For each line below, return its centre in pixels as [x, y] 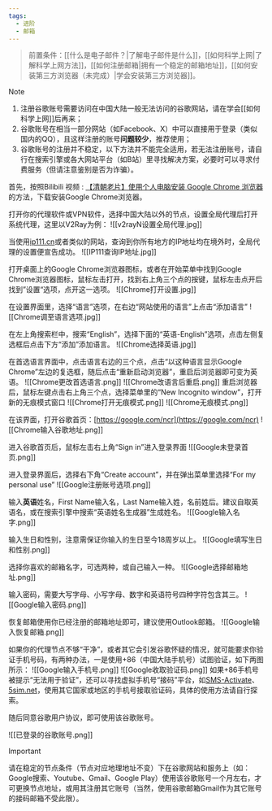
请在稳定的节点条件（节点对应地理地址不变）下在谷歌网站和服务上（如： [129, 768]
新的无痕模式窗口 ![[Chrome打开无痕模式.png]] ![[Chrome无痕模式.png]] [129, 403]
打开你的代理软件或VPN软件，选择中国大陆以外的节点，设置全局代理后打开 [133, 214]
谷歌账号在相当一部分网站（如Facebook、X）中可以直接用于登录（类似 [139, 129]
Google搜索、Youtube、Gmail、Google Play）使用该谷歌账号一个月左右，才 [135, 778]
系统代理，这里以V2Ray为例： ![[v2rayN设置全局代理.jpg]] [106, 225]
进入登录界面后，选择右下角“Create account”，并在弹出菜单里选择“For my [132, 475]
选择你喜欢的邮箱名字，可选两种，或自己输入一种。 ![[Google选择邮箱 [125, 567]
